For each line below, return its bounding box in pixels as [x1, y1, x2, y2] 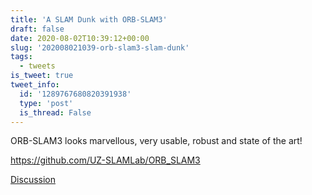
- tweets [19, 61, 56, 71]
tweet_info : [10, 80, 60, 90]
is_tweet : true [10, 71, 74, 81]
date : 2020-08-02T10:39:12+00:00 [10, 33, 150, 43]
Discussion [10, 174, 56, 186]
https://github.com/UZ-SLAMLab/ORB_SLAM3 [10, 154, 201, 166]
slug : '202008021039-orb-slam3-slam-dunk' [10, 42, 190, 53]
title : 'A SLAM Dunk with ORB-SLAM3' [10, 14, 168, 25]
